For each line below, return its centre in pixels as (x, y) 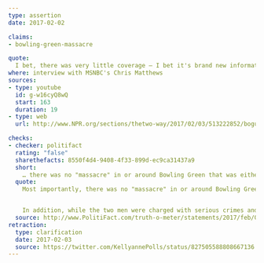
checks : (21, 138)
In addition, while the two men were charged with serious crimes (133, 210)
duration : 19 (37, 110)
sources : (22, 80)
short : (26, 167)
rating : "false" (42, 153)
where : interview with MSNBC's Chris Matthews (86, 73)
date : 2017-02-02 (37, 23)
